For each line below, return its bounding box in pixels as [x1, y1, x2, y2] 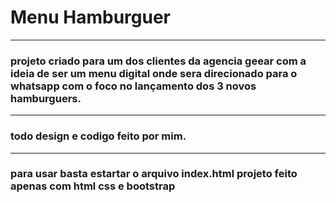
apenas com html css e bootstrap [10, 179, 176, 193]
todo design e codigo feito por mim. [10, 129, 187, 143]
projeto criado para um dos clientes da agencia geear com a [10, 54, 307, 68]
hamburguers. [10, 91, 82, 105]
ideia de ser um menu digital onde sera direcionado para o [10, 66, 298, 80]
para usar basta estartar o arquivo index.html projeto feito [10, 167, 298, 181]
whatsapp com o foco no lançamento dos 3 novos [10, 79, 257, 93]
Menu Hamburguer [10, 6, 171, 29]
